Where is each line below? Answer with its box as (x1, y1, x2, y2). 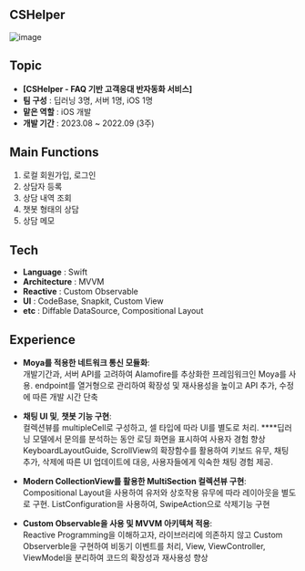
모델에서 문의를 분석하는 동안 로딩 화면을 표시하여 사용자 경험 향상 (32, 433, 266, 445)
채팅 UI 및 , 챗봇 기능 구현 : (22, 410, 112, 422)
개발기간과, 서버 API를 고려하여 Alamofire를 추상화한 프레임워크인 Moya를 (22, 369, 287, 379)
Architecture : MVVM (22, 276, 105, 287)
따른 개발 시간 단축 (32, 391, 98, 402)
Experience (9, 332, 76, 348)
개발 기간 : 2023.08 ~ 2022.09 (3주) (22, 118, 155, 129)
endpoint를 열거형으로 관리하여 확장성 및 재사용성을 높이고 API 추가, (35, 380, 278, 391)
